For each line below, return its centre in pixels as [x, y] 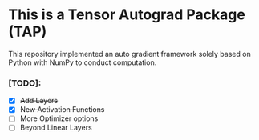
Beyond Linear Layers [56, 128]
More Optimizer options [59, 118]
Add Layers [39, 101]
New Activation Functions [62, 110]
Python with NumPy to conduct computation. [83, 62]
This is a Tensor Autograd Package [127, 15]
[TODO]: [25, 83]
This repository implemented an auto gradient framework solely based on [129, 54]
